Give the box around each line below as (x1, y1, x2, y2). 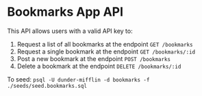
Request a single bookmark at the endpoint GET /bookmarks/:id (16, 47, 196, 56)
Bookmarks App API (7, 4, 124, 20)
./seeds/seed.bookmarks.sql (7, 82, 88, 89)
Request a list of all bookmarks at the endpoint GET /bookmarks (16, 40, 193, 48)
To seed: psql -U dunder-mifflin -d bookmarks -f (7, 75, 150, 83)
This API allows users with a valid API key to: (7, 27, 133, 35)
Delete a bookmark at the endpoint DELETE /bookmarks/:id (16, 62, 181, 70)
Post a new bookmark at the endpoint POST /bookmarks (16, 54, 171, 62)
